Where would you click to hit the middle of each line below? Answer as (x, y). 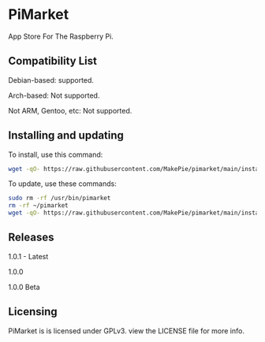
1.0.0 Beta (24, 287)
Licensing (33, 312)
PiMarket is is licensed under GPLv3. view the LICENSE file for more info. (126, 331)
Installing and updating (66, 136)
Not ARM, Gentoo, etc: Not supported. (70, 110)
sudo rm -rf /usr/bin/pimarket (60, 199)
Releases (31, 238)
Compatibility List (52, 61)
